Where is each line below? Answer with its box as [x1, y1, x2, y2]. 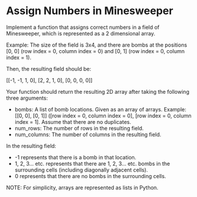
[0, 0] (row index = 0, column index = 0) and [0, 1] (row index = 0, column [6, 47, 185, 54]
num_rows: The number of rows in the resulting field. [14, 124, 144, 132]
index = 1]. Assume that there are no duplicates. [14, 118, 131, 125]
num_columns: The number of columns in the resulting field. [14, 131, 162, 138]
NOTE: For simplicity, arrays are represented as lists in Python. [6, 184, 159, 191]
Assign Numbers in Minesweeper [6, 4, 173, 18]
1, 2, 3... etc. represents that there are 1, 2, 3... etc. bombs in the [14, 160, 170, 167]
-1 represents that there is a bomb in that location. [14, 153, 137, 160]
